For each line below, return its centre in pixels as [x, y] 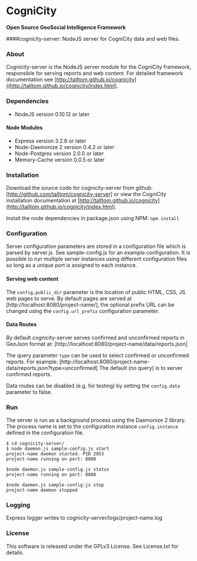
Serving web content [32, 279]
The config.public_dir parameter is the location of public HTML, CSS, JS [96, 292]
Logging [18, 505]
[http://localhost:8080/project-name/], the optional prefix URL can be [90, 304]
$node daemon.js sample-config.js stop [55, 485]
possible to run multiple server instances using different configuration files [96, 259]
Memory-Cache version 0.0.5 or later [60, 159]
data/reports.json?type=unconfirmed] [52, 367]
